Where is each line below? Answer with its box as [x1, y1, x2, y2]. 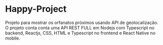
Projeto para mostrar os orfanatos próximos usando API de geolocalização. [5, 20, 159, 25]
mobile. [5, 35, 21, 41]
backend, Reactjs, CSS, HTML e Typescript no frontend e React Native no [5, 30, 156, 36]
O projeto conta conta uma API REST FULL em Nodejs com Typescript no [5, 24, 155, 30]
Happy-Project [5, 3, 67, 15]
